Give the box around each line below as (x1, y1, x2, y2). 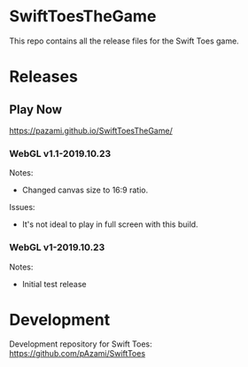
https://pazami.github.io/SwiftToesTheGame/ (9, 125, 173, 136)
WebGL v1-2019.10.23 (9, 241, 105, 254)
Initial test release (21, 278, 87, 289)
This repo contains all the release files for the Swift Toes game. (9, 35, 239, 46)
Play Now (9, 102, 63, 117)
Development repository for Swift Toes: (9, 339, 152, 349)
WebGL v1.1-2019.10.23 (9, 147, 112, 160)
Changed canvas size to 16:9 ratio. (21, 184, 149, 196)
